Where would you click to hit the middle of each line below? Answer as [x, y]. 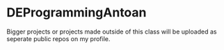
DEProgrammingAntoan [77, 13]
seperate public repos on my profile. [58, 38]
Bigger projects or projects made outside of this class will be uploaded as [112, 32]
